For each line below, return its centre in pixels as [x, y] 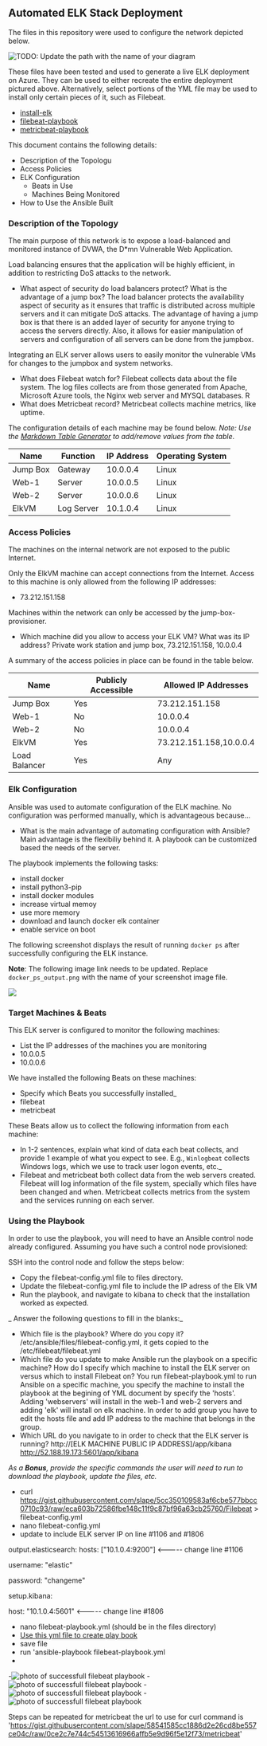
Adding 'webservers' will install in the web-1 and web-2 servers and [131, 1402]
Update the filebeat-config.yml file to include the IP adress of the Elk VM [138, 1286]
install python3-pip [50, 887]
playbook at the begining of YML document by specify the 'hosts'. [128, 1393]
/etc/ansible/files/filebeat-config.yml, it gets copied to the [114, 1343]
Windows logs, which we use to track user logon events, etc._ [121, 1166]
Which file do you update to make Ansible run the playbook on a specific [139, 1360]
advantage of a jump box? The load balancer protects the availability [132, 297]
